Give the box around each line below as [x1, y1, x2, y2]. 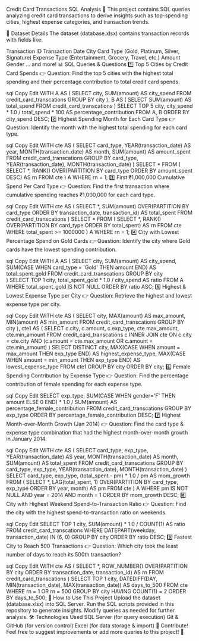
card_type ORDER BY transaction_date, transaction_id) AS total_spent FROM [6, 209, 193, 216]
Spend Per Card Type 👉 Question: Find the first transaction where [6, 183, 170, 190]
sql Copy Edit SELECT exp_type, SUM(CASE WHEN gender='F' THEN [6, 392, 176, 399]
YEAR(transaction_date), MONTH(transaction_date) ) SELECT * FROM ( [6, 161, 181, 168]
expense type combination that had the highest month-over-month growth [6, 429, 188, 436]
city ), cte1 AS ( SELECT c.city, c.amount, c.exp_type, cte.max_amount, [6, 325, 179, 332]
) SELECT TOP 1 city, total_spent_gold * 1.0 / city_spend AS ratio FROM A [6, 277, 184, 283]
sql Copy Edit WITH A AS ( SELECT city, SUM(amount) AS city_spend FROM [6, 90, 192, 96]
